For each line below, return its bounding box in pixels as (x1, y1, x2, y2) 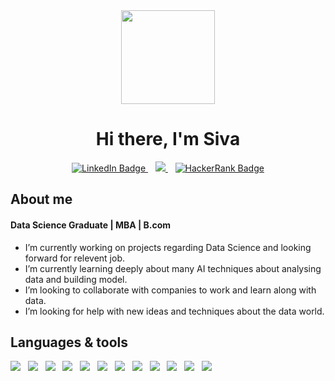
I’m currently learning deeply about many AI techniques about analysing (24, 262, 322, 274)
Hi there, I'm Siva (95, 128, 241, 151)
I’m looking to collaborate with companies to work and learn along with (24, 284, 317, 296)
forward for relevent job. (24, 252, 126, 264)
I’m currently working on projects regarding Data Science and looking (24, 241, 312, 253)
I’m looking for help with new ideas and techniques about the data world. (24, 305, 325, 317)
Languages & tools (10, 334, 128, 351)
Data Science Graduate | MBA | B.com (10, 219, 172, 231)
